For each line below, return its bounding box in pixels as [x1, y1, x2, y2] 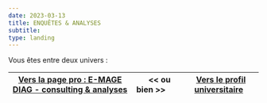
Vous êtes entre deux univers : [8, 55, 109, 65]
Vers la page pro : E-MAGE [17, 74, 122, 86]
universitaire [194, 84, 244, 95]
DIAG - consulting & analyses [12, 84, 128, 95]
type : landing [8, 33, 56, 42]
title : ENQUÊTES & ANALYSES [8, 19, 102, 27]
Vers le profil [195, 74, 246, 86]
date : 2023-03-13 [8, 11, 66, 20]
